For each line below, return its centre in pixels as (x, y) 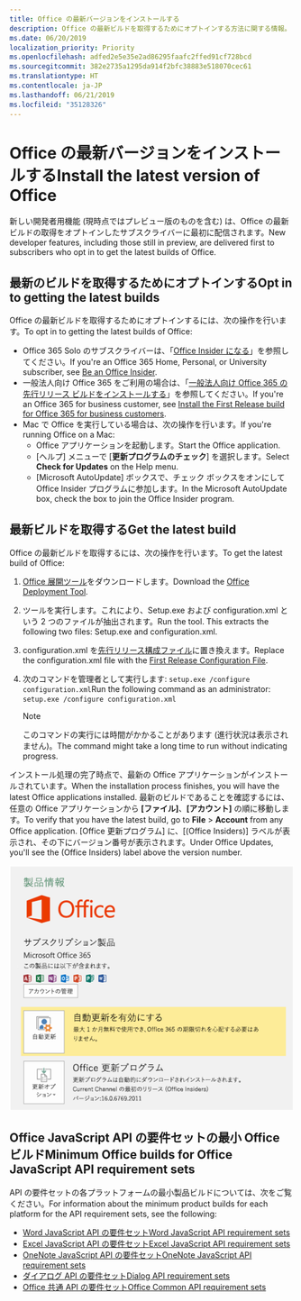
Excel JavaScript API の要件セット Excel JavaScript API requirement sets (156, 1243)
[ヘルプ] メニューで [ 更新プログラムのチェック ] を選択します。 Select (163, 457)
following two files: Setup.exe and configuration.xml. (120, 632)
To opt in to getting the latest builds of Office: (108, 332)
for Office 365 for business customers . (94, 414)
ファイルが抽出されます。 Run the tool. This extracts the (166, 622)
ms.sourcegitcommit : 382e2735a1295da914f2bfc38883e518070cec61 (131, 67)
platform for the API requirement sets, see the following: (114, 1214)
